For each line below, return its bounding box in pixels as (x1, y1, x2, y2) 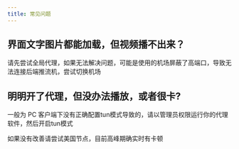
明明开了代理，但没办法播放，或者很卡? (7, 90, 181, 102)
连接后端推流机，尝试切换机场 (13, 67, 101, 76)
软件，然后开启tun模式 (7, 119, 73, 128)
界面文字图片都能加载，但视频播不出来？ (7, 38, 185, 50)
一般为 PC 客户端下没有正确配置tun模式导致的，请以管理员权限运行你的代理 (7, 111, 229, 119)
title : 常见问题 (7, 10, 51, 18)
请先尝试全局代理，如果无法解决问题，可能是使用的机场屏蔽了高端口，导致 (7, 58, 225, 67)
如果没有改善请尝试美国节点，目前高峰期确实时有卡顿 (7, 134, 164, 143)
